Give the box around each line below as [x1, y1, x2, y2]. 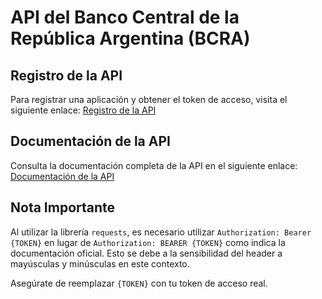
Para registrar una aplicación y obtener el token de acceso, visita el [10, 94, 288, 105]
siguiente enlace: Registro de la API [10, 104, 157, 116]
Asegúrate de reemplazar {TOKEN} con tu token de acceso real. [10, 277, 268, 289]
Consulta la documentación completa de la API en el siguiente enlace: [10, 159, 298, 171]
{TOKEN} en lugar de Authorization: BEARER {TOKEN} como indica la [10, 236, 286, 248]
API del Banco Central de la [10, 6, 240, 29]
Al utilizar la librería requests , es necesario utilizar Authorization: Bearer [10, 226, 312, 238]
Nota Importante [10, 199, 116, 216]
